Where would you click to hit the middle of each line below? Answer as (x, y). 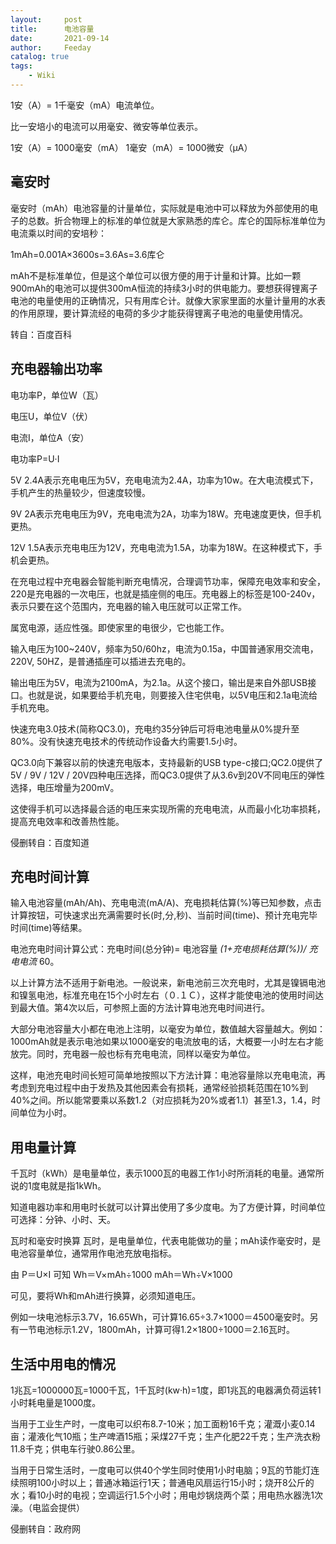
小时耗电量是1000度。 (56, 1402)
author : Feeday (51, 47)
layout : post (46, 19)
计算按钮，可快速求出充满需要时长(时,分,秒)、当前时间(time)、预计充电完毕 (164, 915)
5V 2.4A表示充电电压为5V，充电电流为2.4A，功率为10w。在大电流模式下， (164, 480)
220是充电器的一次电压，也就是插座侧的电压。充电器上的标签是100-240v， (165, 593)
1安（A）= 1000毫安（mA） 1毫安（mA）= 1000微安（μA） (131, 147)
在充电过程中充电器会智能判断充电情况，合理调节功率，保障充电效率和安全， (168, 581)
